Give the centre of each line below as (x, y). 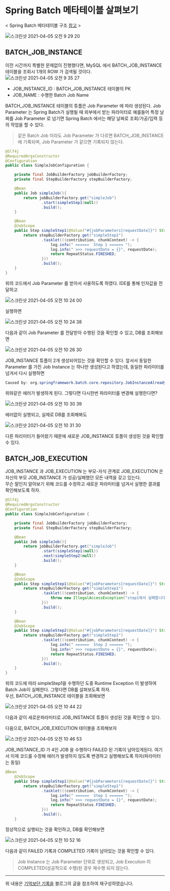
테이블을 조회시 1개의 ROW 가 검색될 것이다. (49, 71)
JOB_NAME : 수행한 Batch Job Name (51, 95)
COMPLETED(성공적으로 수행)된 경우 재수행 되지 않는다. (73, 868)
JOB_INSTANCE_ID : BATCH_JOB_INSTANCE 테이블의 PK (72, 89)
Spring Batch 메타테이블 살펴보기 (72, 10)
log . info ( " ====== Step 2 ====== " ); (91, 645)
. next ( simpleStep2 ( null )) (69, 556)
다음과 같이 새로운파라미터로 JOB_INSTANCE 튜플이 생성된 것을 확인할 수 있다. (83, 717)
